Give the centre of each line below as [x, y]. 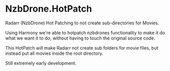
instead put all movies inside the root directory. [54, 53]
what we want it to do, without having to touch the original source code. [80, 38]
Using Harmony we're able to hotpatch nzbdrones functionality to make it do [85, 32]
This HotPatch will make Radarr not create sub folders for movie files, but [82, 48]
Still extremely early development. [41, 63]
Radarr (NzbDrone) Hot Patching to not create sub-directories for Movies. [82, 23]
